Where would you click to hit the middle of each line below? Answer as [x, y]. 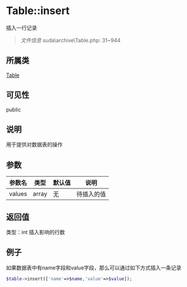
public [14, 109]
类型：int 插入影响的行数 [36, 232]
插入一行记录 [21, 28]
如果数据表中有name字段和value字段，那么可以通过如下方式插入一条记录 [94, 268]
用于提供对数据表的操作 [34, 144]
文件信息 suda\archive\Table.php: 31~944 [71, 40]
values [18, 194]
